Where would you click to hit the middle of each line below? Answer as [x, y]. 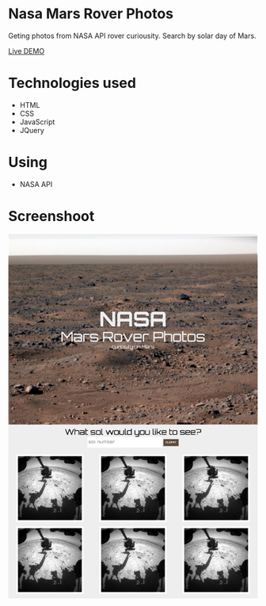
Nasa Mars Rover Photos [91, 14]
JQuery [32, 130]
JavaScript [37, 122]
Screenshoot [51, 216]
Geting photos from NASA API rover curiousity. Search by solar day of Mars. [132, 36]
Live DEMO [27, 51]
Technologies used [72, 83]
